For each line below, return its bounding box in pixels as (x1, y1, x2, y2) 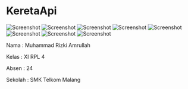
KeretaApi (6, 4, 57, 18)
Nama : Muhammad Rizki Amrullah (6, 42, 90, 49)
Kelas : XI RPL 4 (6, 53, 45, 60)
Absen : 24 (6, 64, 33, 72)
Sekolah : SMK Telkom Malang (6, 76, 81, 83)
